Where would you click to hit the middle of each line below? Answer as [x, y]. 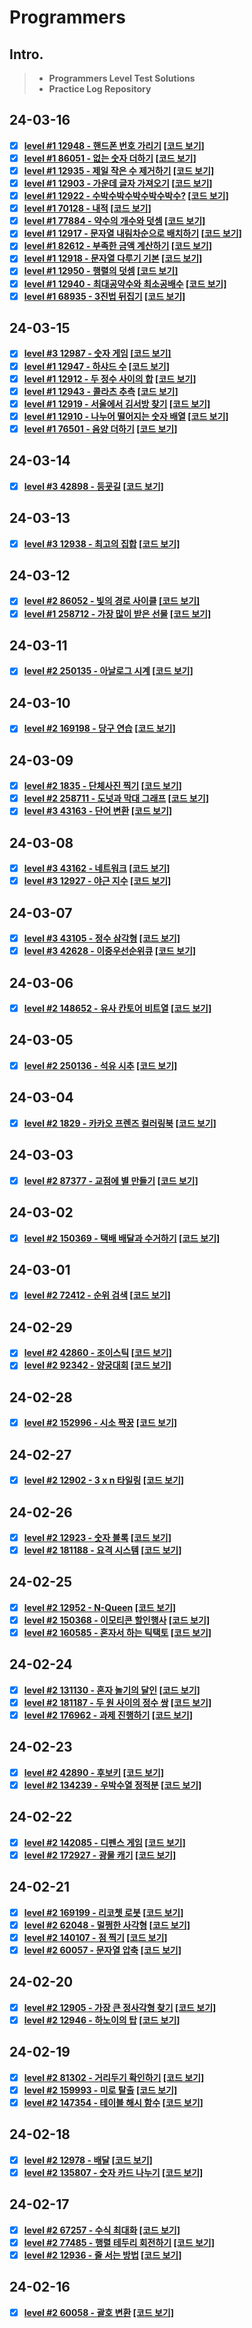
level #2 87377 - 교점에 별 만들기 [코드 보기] [111, 1180]
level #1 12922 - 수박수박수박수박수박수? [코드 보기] [126, 196]
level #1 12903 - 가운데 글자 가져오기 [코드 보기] [118, 183]
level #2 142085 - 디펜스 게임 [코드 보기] [104, 1842]
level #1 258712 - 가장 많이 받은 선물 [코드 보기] [117, 613]
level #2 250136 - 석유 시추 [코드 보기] [100, 1065]
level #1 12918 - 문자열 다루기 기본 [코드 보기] [113, 258]
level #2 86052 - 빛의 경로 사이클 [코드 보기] [112, 601]
